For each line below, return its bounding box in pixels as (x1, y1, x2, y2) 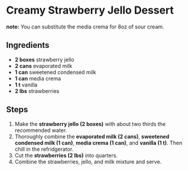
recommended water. (14, 127, 67, 134)
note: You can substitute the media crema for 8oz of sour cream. (6, 23, 164, 30)
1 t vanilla (14, 81, 38, 88)
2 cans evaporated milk (14, 62, 73, 69)
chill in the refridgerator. (14, 146, 74, 153)
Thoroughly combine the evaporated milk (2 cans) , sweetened (14, 133, 170, 140)
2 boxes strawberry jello (14, 56, 74, 63)
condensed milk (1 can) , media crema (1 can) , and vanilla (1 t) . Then (14, 139, 183, 146)
